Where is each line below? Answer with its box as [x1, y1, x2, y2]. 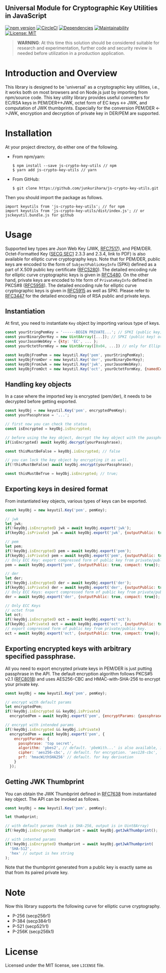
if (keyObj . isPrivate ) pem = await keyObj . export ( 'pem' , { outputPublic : [5, 553, 156, 558]
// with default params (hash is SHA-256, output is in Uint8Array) [5, 823, 149, 828]
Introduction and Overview [5, 68, 118, 79]
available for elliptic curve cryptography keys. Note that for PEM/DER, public [5, 256, 161, 262]
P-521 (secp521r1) [12, 923, 49, 929]
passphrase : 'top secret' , [18, 741, 74, 746]
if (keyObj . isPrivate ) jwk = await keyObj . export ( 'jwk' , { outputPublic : [5, 530, 156, 535]
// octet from [5, 608, 35, 613]
